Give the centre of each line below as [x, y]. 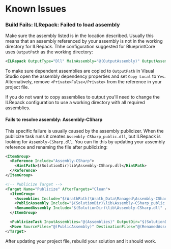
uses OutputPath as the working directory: [49, 52]
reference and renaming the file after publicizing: [56, 147]
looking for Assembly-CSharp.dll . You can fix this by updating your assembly [85, 142]
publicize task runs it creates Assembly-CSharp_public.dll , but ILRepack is [83, 136]
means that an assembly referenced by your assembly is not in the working [84, 41]
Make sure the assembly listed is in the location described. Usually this [79, 36]
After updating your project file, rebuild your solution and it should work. [81, 241]
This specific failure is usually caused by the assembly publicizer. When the [84, 131]
